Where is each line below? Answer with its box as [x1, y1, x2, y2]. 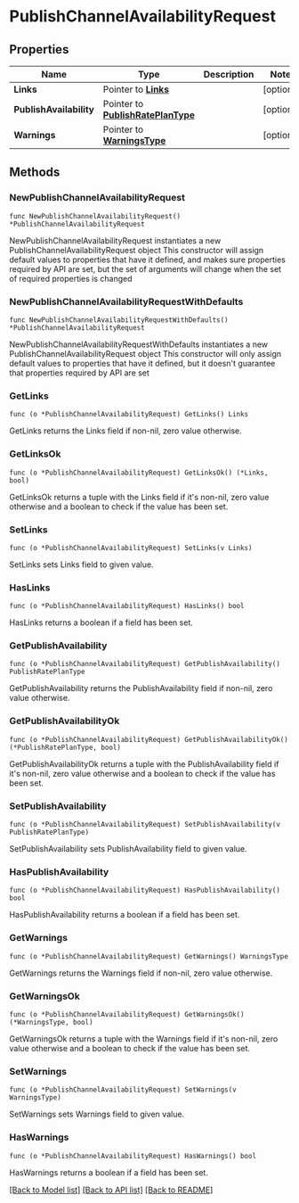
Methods [9, 165, 61, 180]
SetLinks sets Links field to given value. [9, 559, 154, 570]
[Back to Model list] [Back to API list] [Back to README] [9, 1184, 214, 1195]
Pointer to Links [102, 83, 169, 95]
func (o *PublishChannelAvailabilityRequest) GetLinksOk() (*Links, [9, 468, 269, 477]
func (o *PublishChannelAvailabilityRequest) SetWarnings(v [9, 1085, 238, 1094]
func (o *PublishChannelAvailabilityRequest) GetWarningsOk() [9, 1009, 245, 1018]
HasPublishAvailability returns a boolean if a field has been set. [9, 910, 240, 920]
